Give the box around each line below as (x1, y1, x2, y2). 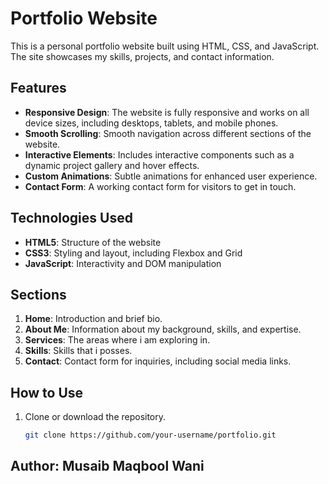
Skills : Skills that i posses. (24, 345, 133, 357)
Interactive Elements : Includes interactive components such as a (24, 148, 295, 161)
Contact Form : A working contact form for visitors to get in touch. (24, 180, 297, 192)
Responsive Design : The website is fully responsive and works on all (24, 106, 310, 118)
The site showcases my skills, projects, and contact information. (10, 50, 275, 62)
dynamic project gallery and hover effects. (24, 159, 200, 171)
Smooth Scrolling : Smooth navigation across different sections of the (24, 127, 312, 139)
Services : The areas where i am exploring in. (24, 334, 211, 346)
